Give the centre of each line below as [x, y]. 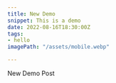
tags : [15, 34]
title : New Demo [31, 14]
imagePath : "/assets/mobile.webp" [59, 47]
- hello [19, 40]
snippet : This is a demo [44, 21]
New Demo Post [31, 73]
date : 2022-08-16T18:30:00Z [49, 27]
